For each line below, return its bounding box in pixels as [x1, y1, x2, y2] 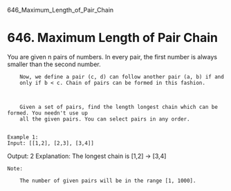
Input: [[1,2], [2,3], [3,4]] [7, 139, 95, 147]
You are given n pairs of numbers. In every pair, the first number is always [7, 52, 218, 61]
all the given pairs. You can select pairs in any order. [19, 115, 190, 123]
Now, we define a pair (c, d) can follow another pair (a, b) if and [19, 73, 225, 80]
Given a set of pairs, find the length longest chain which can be [19, 103, 218, 110]
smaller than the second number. [7, 60, 102, 68]
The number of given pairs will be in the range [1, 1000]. [19, 177, 196, 184]
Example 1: [7, 134, 39, 141]
